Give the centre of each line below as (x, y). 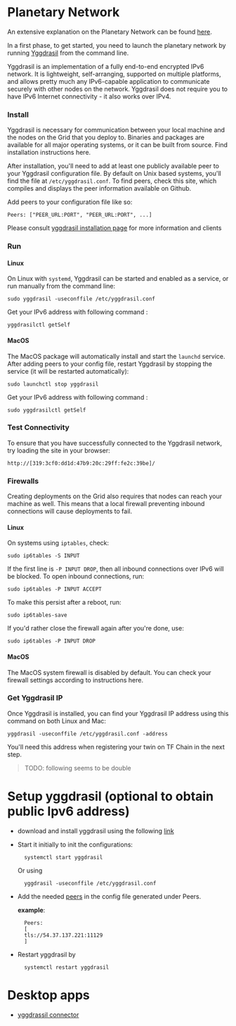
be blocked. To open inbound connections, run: (76, 576)
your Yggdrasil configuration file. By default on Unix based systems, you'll (114, 174)
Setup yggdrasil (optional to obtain (111, 797)
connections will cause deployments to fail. (70, 512)
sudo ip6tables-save (38, 615)
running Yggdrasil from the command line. (68, 53)
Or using (30, 870)
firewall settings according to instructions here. (76, 680)
